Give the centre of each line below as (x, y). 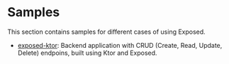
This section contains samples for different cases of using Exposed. (106, 32)
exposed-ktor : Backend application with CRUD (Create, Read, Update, (120, 45)
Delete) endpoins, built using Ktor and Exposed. (87, 53)
